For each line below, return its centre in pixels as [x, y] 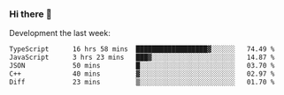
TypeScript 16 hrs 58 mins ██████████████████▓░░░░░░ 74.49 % [142, 49]
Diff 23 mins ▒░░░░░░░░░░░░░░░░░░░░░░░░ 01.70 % [142, 82]
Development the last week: [60, 33]
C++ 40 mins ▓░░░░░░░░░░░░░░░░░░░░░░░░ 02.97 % [142, 74]
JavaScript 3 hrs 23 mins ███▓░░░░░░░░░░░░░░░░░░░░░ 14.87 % [142, 58]
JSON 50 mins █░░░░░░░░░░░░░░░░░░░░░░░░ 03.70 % [142, 66]
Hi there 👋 [31, 14]
